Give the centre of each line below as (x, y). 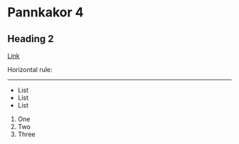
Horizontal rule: (30, 70)
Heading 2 (31, 39)
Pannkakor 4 (46, 12)
